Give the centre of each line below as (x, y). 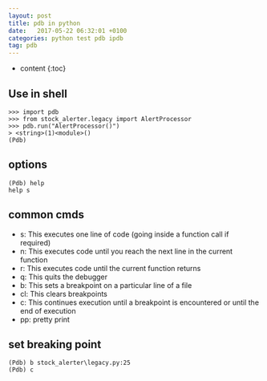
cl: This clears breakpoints (64, 294)
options (28, 165)
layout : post (30, 16)
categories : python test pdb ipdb (66, 38)
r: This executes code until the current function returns (110, 268)
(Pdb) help (26, 183)
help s (19, 190)
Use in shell (38, 93)
